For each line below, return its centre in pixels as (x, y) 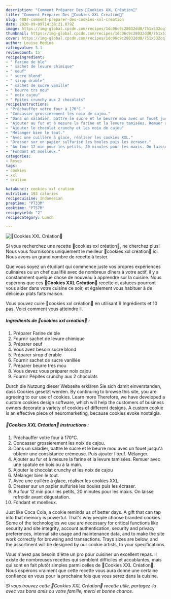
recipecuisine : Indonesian (34, 198)
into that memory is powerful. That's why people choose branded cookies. (84, 518)
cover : (13, 39)
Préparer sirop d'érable (37, 355)
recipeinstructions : (28, 105)
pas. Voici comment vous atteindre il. (44, 309)
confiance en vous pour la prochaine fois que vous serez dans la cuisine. (82, 576)
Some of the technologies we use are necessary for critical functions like (82, 523)
